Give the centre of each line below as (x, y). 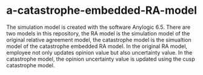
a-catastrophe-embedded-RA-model (102, 10)
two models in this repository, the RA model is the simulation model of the (98, 33)
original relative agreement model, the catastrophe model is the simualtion (99, 40)
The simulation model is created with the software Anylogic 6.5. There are (98, 27)
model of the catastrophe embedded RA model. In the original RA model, (97, 46)
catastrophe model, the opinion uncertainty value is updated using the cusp (101, 59)
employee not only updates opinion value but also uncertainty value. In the (99, 52)
